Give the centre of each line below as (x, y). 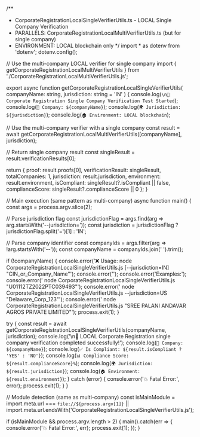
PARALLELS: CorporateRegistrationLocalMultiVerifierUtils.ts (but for (98, 33)
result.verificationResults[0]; (41, 158)
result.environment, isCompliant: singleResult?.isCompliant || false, (88, 183)
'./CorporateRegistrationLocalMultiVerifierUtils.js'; (67, 76)
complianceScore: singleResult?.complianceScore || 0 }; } (77, 189)
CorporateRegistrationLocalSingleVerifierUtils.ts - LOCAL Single (93, 20)
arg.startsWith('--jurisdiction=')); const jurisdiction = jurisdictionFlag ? (92, 225)
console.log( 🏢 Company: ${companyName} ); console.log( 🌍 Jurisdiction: (93, 107)
